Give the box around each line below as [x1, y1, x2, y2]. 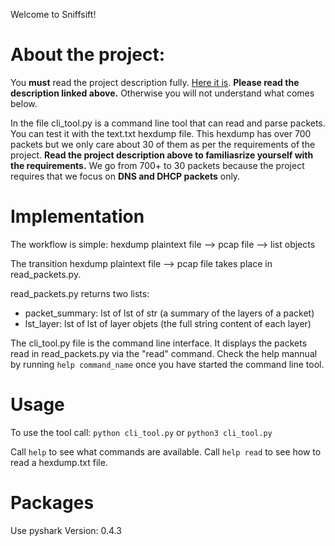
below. [10, 97, 38, 109]
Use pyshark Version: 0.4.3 [10, 524, 122, 536]
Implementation [10, 205, 145, 228]
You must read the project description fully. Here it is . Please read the [10, 76, 300, 88]
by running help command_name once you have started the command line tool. [10, 358, 325, 370]
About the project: [10, 44, 165, 66]
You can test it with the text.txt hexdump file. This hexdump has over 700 [10, 127, 312, 139]
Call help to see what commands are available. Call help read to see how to [10, 445, 322, 458]
